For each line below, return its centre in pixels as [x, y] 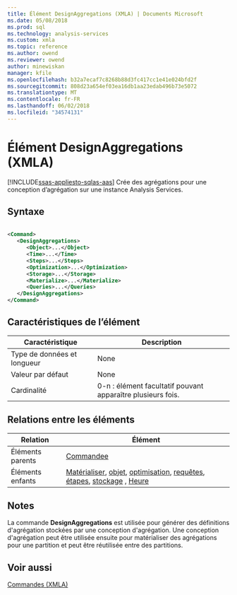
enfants [24, 481]
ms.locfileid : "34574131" [45, 112]
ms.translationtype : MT [42, 93]
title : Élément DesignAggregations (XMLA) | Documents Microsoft [105, 14]
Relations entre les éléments [71, 420]
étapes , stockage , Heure [108, 481]
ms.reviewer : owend [36, 60]
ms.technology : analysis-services [58, 34]
